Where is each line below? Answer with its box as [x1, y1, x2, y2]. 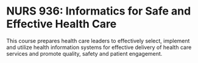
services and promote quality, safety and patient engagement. [6, 50, 163, 57]
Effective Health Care [6, 17, 117, 31]
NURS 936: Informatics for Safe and [6, 4, 191, 18]
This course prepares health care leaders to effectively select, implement [6, 37, 190, 44]
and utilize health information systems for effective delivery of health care [6, 44, 192, 51]
